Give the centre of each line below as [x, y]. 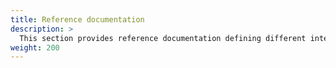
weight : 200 [35, 47]
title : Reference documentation [77, 19]
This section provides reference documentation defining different [163, 38]
